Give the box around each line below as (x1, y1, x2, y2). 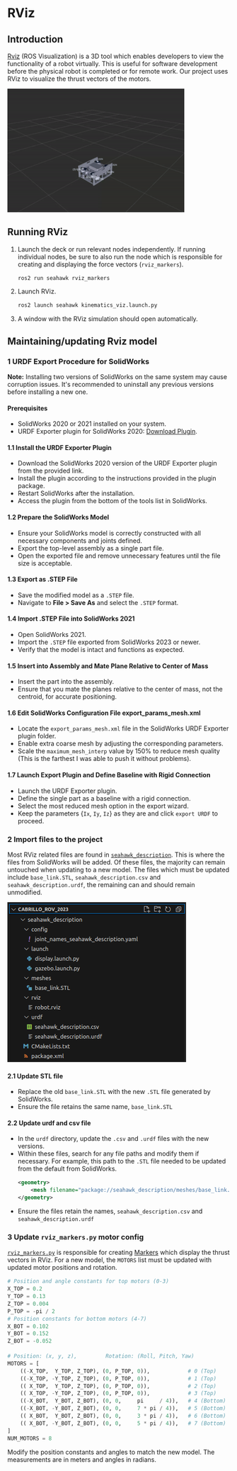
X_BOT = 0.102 (7, 1323, 50, 1330)
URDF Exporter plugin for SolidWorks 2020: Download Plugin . (17, 427, 198, 436)
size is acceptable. (17, 558, 73, 568)
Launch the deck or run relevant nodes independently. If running (17, 244, 206, 253)
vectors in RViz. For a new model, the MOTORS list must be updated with (7, 1256, 212, 1264)
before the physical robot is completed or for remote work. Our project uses (7, 67, 229, 75)
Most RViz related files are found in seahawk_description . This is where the (7, 850, 225, 859)
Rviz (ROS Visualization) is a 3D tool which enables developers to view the (7, 52, 224, 60)
